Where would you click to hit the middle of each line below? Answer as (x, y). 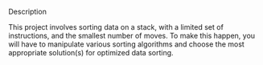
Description (27, 12)
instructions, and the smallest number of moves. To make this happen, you (132, 36)
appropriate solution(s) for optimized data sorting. (91, 53)
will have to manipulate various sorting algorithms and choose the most (127, 44)
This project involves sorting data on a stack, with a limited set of (116, 27)
